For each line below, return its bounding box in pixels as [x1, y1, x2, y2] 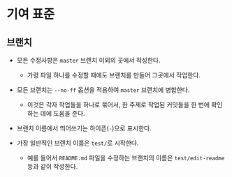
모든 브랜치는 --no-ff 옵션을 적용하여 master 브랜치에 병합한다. [16, 86, 190, 94]
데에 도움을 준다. [40, 109, 85, 117]
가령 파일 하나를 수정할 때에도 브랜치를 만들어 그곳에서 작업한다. [27, 71, 201, 79]
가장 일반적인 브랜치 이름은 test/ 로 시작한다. [16, 139, 139, 147]
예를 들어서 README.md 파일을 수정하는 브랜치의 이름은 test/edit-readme [27, 154, 225, 162]
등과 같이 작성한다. [27, 162, 78, 171]
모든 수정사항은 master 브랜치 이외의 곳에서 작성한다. [16, 56, 161, 64]
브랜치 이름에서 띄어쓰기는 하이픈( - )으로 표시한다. [16, 124, 152, 132]
